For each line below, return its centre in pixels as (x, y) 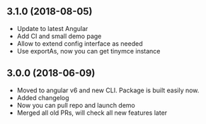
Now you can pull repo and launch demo (76, 105)
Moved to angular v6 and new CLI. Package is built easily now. (108, 90)
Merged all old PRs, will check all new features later (92, 113)
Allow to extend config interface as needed (80, 43)
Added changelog (43, 97)
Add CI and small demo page (59, 36)
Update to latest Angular (52, 28)
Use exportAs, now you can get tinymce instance (88, 51)
